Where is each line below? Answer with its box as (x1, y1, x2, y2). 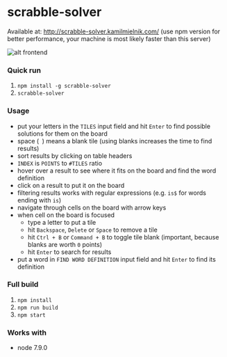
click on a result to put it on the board (17, 181, 125, 189)
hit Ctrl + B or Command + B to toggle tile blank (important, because (27, 232, 219, 241)
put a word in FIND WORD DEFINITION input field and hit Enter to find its (17, 255, 217, 263)
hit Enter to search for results (27, 248, 112, 256)
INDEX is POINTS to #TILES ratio (17, 159, 103, 167)
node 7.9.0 (17, 344, 48, 352)
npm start (17, 311, 47, 319)
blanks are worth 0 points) (27, 240, 103, 248)
